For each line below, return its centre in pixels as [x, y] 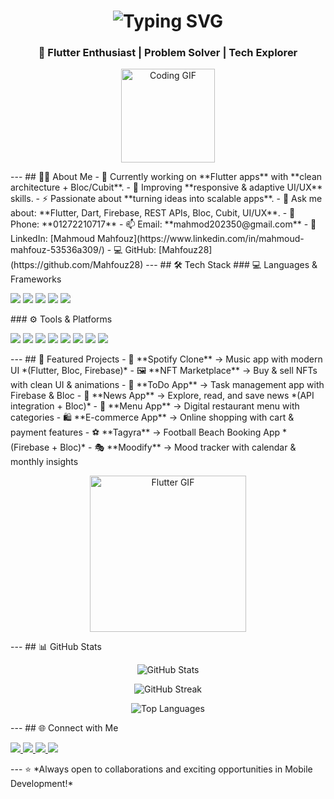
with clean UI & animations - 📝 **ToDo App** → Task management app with [167, 385]
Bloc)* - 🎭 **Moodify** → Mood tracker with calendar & [178, 447]
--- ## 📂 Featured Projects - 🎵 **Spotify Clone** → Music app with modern [166, 359]
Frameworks [36, 279]
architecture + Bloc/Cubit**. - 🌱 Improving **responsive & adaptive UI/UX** [166, 187]
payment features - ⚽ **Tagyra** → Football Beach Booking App [145, 432]
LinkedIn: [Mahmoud [53, 239]
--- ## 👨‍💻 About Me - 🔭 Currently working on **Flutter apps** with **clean [166, 177]
